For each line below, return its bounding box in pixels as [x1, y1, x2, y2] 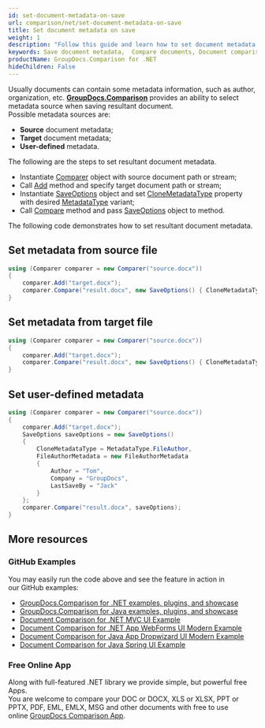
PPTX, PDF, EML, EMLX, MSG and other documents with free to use [8, 703, 229, 712]
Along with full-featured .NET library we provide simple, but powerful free [8, 678, 248, 687]
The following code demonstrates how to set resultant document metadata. [8, 221, 253, 230]
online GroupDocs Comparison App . [8, 711, 126, 721]
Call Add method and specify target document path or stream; [19, 180, 222, 190]
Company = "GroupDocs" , [50, 474, 129, 482]
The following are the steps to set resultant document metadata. [8, 157, 217, 166]
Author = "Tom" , [50, 466, 104, 475]
